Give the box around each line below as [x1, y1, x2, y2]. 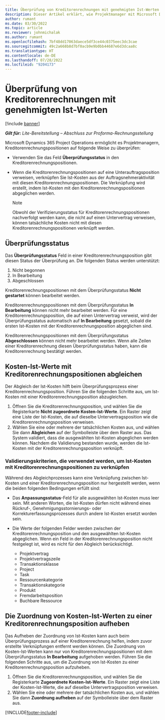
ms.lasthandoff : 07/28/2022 [5, 58, 63, 63]
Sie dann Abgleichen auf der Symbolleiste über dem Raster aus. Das [12, 429, 152, 435]
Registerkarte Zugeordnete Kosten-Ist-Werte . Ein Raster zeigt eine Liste [12, 679, 160, 685]
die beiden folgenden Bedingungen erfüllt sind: [5, 485, 101, 491]
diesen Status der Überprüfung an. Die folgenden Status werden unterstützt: [5, 257, 160, 264]
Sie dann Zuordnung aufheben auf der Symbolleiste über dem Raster [12, 694, 154, 700]
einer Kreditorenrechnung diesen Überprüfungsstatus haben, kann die [5, 343, 147, 349]
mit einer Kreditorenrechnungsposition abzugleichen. [20, 394, 128, 400]
